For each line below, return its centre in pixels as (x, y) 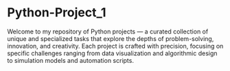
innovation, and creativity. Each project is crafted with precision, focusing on (115, 46)
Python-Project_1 (57, 13)
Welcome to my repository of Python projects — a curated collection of (108, 31)
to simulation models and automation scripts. (70, 60)
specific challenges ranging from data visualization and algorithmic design (112, 53)
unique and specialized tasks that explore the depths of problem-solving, (111, 38)
